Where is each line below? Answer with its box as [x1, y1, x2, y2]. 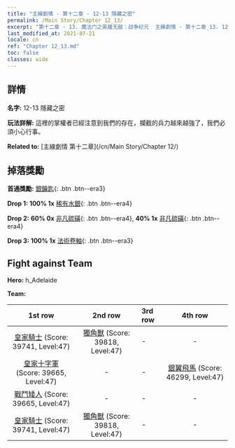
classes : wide [7, 56, 49, 63]
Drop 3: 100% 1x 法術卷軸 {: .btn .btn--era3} [7, 236, 134, 245]
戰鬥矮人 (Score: [13, 390, 69, 400]
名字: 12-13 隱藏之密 [7, 103, 65, 112]
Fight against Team [7, 257, 93, 269]
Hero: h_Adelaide [7, 276, 57, 285]
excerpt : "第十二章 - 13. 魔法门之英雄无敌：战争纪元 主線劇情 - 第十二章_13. [7, 23, 219, 30]
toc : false [7, 50, 39, 57]
